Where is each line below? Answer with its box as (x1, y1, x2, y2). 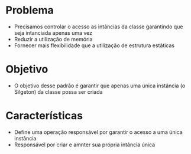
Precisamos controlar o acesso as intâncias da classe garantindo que (14, 23, 183, 30)
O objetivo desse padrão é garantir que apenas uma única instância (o (14, 82, 186, 89)
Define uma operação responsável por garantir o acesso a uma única (14, 128, 183, 136)
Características (5, 109, 83, 123)
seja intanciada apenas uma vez (14, 29, 93, 36)
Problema (5, 4, 54, 17)
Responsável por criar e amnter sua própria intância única (14, 141, 156, 148)
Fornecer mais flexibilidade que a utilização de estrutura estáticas (14, 42, 175, 49)
